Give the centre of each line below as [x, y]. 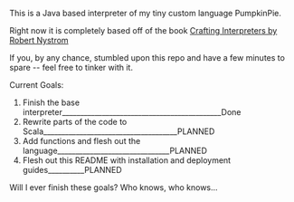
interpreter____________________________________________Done [132, 112]
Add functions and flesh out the [81, 141]
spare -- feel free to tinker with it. [71, 67]
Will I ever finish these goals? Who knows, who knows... [114, 188]
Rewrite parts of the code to [75, 122]
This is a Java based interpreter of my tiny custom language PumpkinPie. [146, 13]
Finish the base [51, 102]
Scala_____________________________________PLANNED [119, 131]
